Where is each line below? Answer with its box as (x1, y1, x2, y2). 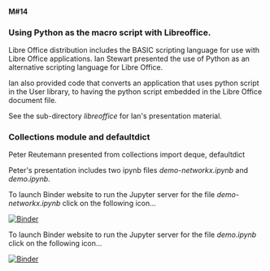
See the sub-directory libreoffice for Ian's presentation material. (8, 110, 222, 121)
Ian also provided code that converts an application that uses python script (8, 78, 259, 88)
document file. (8, 95, 57, 105)
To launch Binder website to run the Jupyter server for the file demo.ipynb (8, 230, 257, 239)
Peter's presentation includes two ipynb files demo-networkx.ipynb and (8, 166, 249, 175)
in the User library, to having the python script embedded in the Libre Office (8, 86, 263, 97)
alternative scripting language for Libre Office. (8, 62, 163, 72)
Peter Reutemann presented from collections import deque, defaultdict (8, 150, 246, 160)
